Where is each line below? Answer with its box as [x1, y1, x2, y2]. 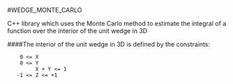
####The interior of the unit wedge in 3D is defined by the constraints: [7, 40, 211, 48]
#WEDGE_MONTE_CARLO [7, 6, 82, 14]
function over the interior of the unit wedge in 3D [7, 27, 148, 35]
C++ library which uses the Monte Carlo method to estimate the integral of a [7, 19, 227, 27]
